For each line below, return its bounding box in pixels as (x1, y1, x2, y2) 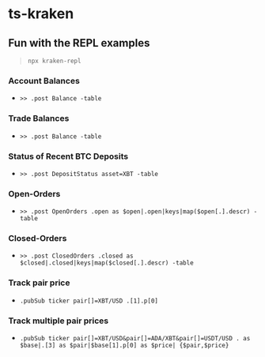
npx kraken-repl (27, 57, 81, 65)
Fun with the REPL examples (8, 36, 150, 50)
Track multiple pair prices (8, 315, 109, 326)
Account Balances (8, 75, 81, 86)
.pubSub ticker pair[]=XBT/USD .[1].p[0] (19, 297, 158, 305)
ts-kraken (8, 5, 74, 23)
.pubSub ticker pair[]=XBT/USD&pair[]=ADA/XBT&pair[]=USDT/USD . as (19, 335, 251, 343)
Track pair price (8, 277, 70, 288)
